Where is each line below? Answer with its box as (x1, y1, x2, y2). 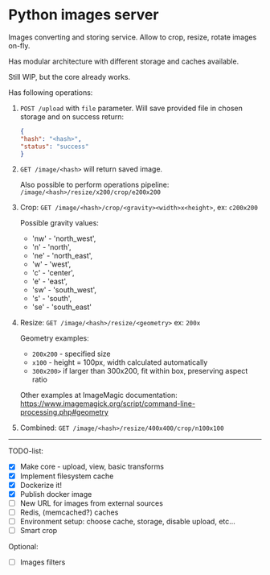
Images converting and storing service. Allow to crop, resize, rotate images (8, 32, 257, 42)
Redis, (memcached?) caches (19, 507, 119, 517)
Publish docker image (19, 489, 92, 498)
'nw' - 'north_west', (31, 234, 96, 243)
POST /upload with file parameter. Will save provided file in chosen (19, 103, 243, 113)
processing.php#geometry (19, 407, 108, 417)
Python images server (8, 6, 159, 24)
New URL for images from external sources (19, 498, 163, 508)
